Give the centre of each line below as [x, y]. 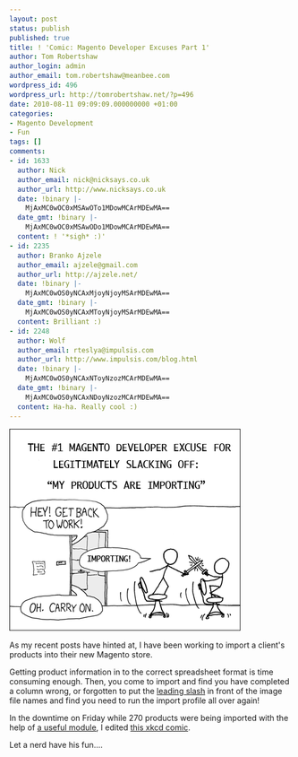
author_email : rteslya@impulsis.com [85, 350]
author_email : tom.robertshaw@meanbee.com [89, 76]
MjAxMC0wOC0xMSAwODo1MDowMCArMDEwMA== [98, 227]
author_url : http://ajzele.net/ [78, 274]
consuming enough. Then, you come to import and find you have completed [149, 681]
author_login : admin [48, 66]
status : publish [39, 28]
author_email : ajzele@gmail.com [78, 265]
